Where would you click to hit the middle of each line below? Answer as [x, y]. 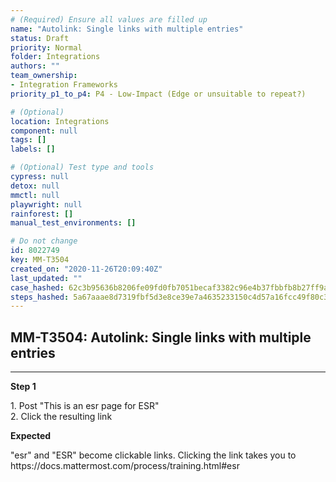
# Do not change [44, 241]
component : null [44, 131]
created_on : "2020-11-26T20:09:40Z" [86, 269]
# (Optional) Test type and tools [82, 167]
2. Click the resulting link [61, 417]
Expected [31, 436]
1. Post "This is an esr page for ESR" [85, 406]
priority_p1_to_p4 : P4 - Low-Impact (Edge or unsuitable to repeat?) [158, 94]
